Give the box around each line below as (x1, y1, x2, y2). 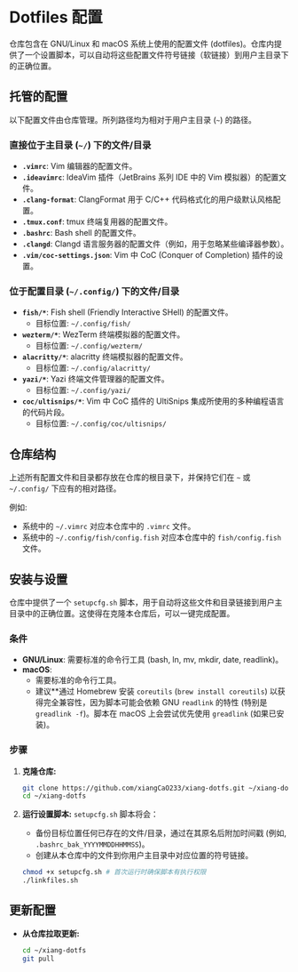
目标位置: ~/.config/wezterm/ (35, 341, 144, 351)
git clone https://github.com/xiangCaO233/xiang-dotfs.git (21, 783, 246, 792)
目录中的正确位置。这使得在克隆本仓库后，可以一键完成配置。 (9, 607, 235, 618)
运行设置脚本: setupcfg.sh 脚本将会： (21, 809, 160, 820)
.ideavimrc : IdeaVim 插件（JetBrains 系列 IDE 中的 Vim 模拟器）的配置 (21, 172, 279, 182)
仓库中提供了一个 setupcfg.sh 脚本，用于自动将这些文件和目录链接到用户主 (9, 597, 283, 607)
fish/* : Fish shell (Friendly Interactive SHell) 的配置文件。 (21, 307, 233, 317)
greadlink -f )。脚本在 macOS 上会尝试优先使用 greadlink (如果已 (35, 708, 277, 719)
